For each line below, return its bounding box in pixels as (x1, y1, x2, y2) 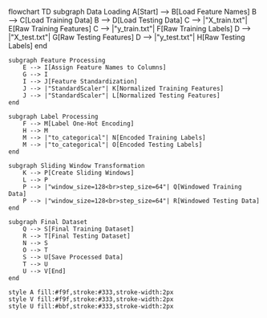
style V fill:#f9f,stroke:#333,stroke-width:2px (8, 296, 174, 304)
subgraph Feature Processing (8, 56, 106, 64)
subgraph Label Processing (8, 112, 99, 120)
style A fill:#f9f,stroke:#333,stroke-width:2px (8, 288, 174, 296)
